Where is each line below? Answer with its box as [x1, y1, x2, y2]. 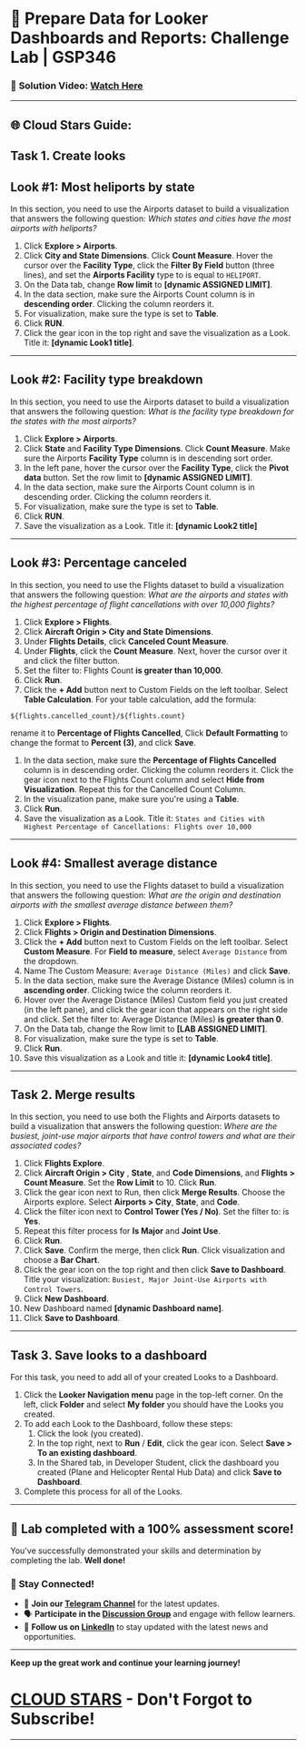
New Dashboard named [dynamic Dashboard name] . [23, 1303, 224, 1314]
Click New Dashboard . [23, 1293, 110, 1305]
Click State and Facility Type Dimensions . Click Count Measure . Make [23, 442, 291, 453]
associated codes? [10, 1140, 82, 1151]
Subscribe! [10, 1709, 95, 1729]
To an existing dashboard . [36, 1448, 137, 1459]
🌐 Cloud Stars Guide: [10, 117, 133, 133]
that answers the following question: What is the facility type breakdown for [10, 405, 294, 417]
